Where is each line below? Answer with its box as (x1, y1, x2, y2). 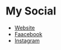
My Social (5, 4, 57, 18)
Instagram (14, 37, 40, 44)
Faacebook (14, 30, 43, 37)
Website (14, 24, 36, 31)
